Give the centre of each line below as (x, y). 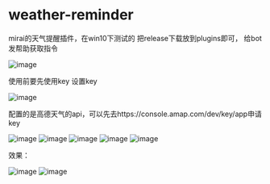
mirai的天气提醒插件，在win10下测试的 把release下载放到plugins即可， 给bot (135, 38)
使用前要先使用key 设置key (53, 81)
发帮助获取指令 (33, 48)
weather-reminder (71, 15)
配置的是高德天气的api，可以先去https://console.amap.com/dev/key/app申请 (135, 114)
